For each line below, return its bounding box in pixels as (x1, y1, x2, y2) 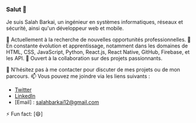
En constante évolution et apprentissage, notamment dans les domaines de (6, 42, 188, 49)
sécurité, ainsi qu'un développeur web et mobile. (6, 25, 124, 32)
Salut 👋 (6, 5, 27, 13)
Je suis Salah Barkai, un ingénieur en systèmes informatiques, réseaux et (6, 19, 183, 26)
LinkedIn (14, 93, 36, 100)
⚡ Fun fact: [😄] (6, 111, 43, 118)
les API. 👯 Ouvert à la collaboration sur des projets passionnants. (6, 55, 163, 62)
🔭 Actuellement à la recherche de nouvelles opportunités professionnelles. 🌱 (6, 36, 191, 43)
